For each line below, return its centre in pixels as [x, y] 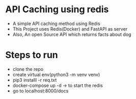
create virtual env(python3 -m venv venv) [56, 75]
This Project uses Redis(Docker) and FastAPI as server [70, 29]
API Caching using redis [57, 9]
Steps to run [32, 55]
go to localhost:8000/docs [40, 91]
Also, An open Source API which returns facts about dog [72, 34]
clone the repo [28, 69]
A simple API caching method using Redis [56, 23]
